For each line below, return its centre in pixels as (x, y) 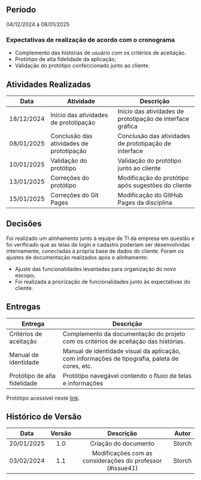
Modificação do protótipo (153, 178)
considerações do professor (122, 461)
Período (21, 10)
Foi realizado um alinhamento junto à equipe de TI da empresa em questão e (100, 238)
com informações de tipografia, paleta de (121, 359)
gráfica (127, 126)
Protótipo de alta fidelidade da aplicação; (66, 59)
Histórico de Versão (44, 416)
